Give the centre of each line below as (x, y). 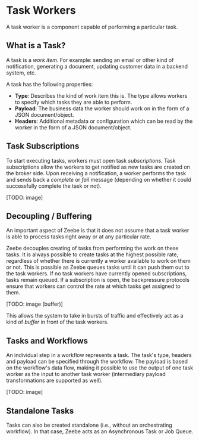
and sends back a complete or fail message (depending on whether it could (99, 179)
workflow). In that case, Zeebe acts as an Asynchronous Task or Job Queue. (100, 431)
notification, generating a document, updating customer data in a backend (97, 66)
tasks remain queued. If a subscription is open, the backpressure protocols (98, 280)
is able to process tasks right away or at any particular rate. (79, 237)
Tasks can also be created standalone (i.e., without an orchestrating (89, 425)
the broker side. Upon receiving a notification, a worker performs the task (96, 173)
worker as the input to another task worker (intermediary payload (86, 374)
